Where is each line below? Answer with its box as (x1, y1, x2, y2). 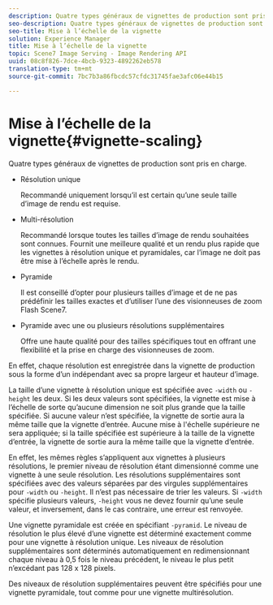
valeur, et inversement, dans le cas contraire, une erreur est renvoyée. (8, 504, 244, 514)
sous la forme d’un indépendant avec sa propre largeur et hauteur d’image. (8, 369, 259, 378)
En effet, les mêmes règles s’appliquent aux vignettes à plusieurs (8, 452, 226, 462)
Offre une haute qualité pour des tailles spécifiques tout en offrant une (19, 336, 257, 346)
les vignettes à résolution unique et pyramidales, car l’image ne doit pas (19, 247, 262, 257)
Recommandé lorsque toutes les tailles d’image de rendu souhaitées (19, 230, 249, 240)
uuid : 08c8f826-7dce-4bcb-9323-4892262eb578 (8, 58, 162, 66)
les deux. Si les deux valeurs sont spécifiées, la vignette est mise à (32, 393, 256, 403)
